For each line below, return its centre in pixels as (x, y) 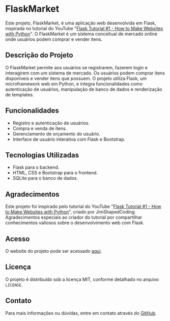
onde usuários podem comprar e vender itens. (54, 39)
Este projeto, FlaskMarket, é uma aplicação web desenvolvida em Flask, (81, 23)
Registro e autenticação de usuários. (51, 123)
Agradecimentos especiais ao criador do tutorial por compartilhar (74, 218)
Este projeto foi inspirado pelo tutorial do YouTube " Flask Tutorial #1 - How (83, 206)
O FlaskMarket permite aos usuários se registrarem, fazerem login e (76, 67)
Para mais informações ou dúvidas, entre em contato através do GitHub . (81, 313)
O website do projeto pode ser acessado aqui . (54, 251)
